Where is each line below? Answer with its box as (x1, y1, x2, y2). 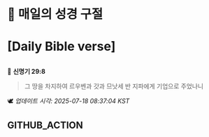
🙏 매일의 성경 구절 (7, 6, 103, 22)
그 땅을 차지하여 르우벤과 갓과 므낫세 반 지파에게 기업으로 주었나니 (24, 81, 204, 90)
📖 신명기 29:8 (7, 67, 45, 75)
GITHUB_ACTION (7, 120, 84, 131)
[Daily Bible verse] (7, 39, 116, 54)
